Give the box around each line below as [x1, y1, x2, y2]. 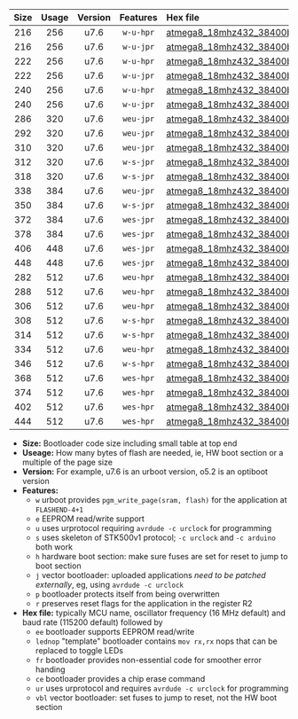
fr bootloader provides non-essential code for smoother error [35, 655, 262, 665]
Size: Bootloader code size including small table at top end [21, 438, 238, 449]
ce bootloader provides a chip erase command [35, 674, 206, 684]
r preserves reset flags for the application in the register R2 [35, 598, 253, 608]
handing [35, 664, 66, 675]
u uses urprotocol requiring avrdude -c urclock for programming [35, 523, 272, 533]
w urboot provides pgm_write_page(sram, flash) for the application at [35, 495, 287, 504]
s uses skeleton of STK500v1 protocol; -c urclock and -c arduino [35, 532, 277, 543]
